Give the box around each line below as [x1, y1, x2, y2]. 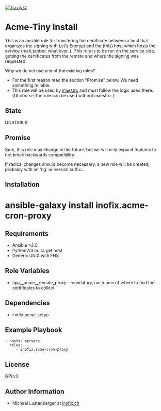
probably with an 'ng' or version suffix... [5, 166, 85, 172]
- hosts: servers [5, 339, 40, 343]
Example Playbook [5, 325, 62, 334]
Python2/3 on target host [12, 247, 63, 253]
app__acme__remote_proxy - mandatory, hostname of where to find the [12, 279, 155, 285]
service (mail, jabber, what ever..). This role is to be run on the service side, [5, 48, 155, 53]
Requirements [5, 229, 48, 238]
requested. [5, 58, 27, 64]
